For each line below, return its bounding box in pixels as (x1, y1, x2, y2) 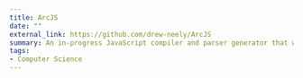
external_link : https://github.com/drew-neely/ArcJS (9, 30, 212, 39)
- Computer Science (9, 55, 83, 64)
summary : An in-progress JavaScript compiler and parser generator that (9, 38, 289, 48)
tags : (9, 47, 30, 56)
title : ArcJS (9, 13, 59, 22)
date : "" (9, 22, 42, 30)
